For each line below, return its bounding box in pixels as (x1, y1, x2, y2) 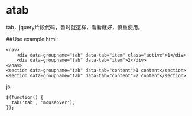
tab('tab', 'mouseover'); (11, 100, 76, 105)
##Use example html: (6, 35, 58, 42)
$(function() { (6, 94, 44, 100)
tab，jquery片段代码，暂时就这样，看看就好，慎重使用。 (6, 24, 144, 31)
